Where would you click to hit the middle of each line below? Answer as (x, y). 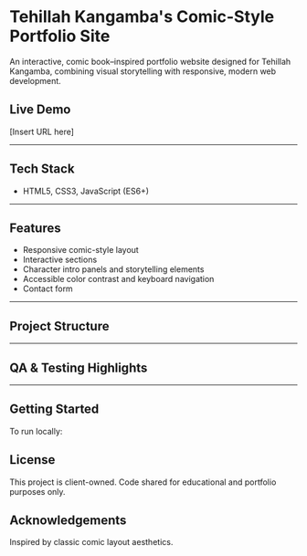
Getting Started (54, 409)
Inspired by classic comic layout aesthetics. (91, 542)
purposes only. (37, 491)
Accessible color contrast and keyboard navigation (118, 279)
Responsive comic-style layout (80, 250)
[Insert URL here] (42, 131)
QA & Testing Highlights (79, 367)
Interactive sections (60, 260)
